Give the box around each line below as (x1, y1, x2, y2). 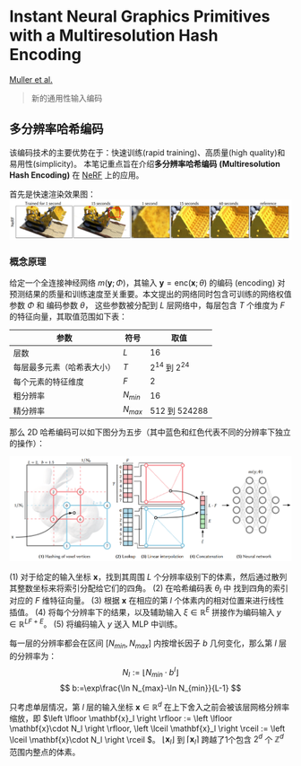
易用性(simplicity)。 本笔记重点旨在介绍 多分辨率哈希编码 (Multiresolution (9, 158, 280, 169)
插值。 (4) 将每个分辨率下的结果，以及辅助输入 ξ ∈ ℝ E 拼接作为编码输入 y (9, 605, 282, 618)
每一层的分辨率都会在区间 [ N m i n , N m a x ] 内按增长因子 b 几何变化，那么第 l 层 (9, 638, 288, 650)
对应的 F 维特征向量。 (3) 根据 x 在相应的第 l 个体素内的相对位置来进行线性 (9, 595, 285, 606)
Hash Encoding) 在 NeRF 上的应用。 (9, 169, 144, 180)
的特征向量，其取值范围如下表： (9, 311, 127, 321)
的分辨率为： (9, 650, 56, 661)
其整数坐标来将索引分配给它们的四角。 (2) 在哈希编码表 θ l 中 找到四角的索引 (9, 582, 288, 595)
